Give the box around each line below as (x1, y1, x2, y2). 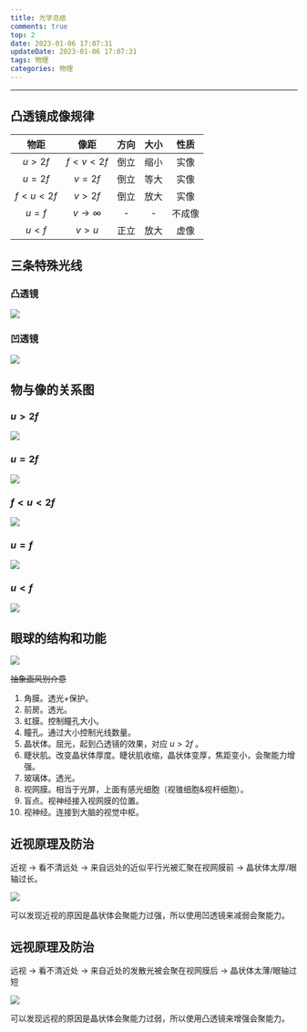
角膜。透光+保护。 (23, 693, 94, 704)
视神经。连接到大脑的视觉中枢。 (23, 807, 144, 818)
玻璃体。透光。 (23, 772, 80, 784)
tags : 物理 (10, 56, 49, 65)
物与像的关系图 (10, 382, 95, 397)
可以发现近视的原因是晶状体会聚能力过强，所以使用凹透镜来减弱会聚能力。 (10, 910, 290, 921)
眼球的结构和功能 (10, 630, 107, 645)
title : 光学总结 (10, 13, 67, 23)
